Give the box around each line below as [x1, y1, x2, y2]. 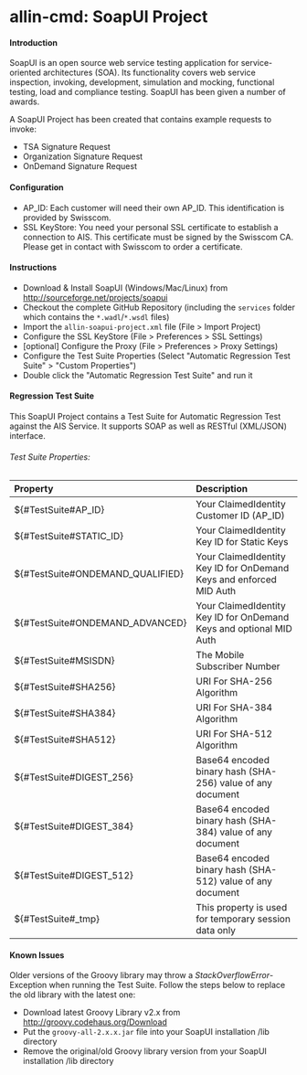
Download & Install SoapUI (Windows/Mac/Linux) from [22, 282, 228, 293]
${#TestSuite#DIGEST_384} [14, 820, 134, 833]
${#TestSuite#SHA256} [14, 681, 116, 694]
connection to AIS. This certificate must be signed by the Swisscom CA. [22, 231, 294, 242]
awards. [9, 96, 40, 107]
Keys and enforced [196, 573, 277, 586]
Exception [9, 980, 48, 991]
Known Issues [9, 949, 65, 961]
